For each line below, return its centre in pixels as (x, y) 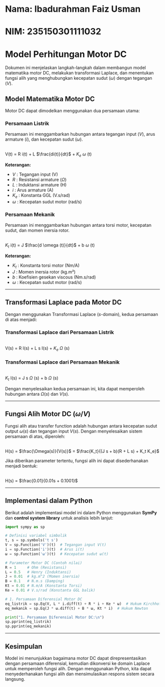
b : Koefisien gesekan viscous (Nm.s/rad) (54, 277)
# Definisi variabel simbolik (36, 536)
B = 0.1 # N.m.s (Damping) (35, 581)
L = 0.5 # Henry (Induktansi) (38, 572)
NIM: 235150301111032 (53, 32)
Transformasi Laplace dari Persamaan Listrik (60, 332)
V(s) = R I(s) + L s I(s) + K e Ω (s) (37, 349)
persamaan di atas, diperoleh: (35, 436)
